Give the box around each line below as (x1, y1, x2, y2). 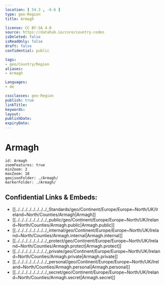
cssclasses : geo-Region (5, 93, 54, 98)
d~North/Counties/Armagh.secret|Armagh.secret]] (12, 274, 116, 280)
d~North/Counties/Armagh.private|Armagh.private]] (12, 253, 118, 259)
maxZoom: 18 (5, 171, 30, 176)
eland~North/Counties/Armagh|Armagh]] (12, 212, 96, 217)
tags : (5, 57, 16, 62)
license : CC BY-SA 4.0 (5, 25, 52, 30)
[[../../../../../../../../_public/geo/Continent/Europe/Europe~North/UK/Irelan (12, 216, 159, 222)
